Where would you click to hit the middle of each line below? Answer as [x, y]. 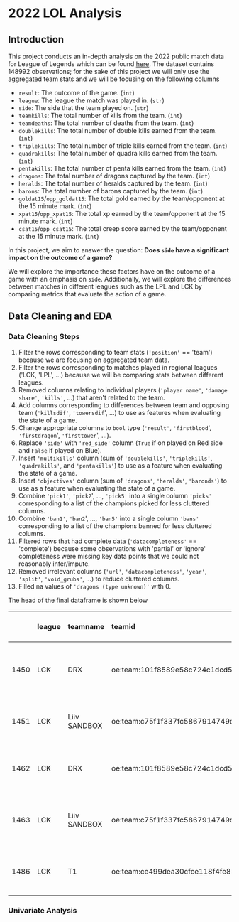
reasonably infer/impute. [54, 564]
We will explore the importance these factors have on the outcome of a [112, 271]
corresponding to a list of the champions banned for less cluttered [115, 526]
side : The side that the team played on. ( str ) [83, 108]
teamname [86, 626]
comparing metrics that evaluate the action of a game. [87, 294]
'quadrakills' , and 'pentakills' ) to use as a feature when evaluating [120, 465]
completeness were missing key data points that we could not [109, 556]
